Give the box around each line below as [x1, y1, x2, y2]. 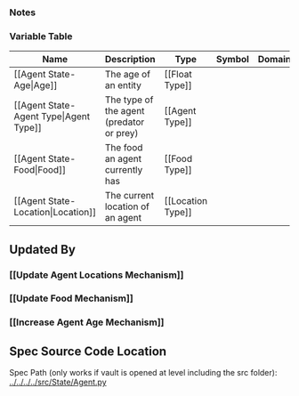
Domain [257, 53, 292, 66]
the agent [104, 105, 145, 117]
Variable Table [9, 29, 73, 42]
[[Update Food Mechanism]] [9, 292, 133, 304]
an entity [104, 79, 142, 92]
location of [104, 200, 149, 213]
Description [104, 53, 156, 66]
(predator [104, 116, 145, 128]
